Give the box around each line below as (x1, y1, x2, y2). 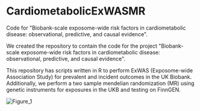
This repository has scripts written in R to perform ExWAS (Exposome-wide (6, 66, 193, 74)
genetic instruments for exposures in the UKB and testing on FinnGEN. (6, 86, 181, 93)
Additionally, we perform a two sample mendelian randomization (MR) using (6, 80, 195, 87)
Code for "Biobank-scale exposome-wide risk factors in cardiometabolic (6, 24, 186, 31)
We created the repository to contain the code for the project (6, 42, 158, 49)
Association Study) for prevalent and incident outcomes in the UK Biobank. (6, 73, 192, 80)
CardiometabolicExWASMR (6, 4, 146, 18)
